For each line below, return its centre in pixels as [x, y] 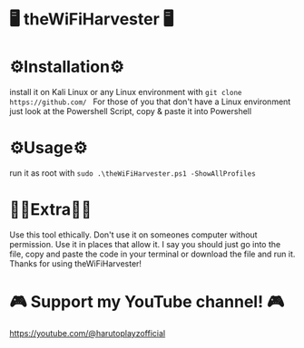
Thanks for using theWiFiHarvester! [76, 264]
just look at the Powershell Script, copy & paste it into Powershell [131, 111]
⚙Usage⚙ [49, 148]
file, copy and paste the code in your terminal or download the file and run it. [152, 254]
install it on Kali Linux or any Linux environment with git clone [126, 92]
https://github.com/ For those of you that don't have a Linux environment [150, 101]
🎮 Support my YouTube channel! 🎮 [147, 302]
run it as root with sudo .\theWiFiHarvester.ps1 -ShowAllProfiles [132, 173]
